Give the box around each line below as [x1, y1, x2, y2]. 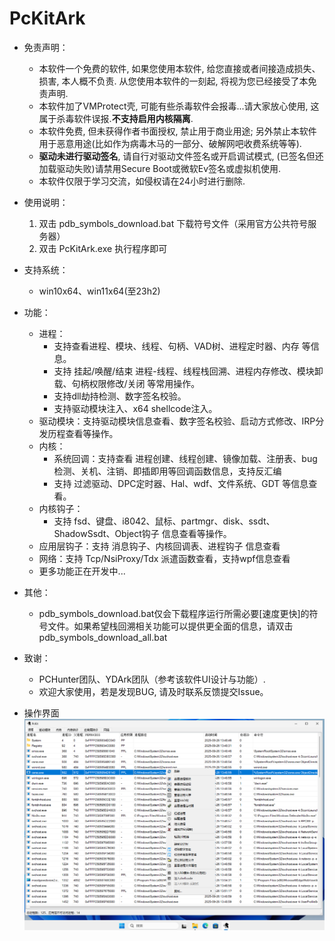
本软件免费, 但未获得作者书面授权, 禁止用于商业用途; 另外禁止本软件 [38, 125, 317, 137]
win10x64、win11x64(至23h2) [38, 285, 161, 297]
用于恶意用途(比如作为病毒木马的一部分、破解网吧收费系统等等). [38, 137, 302, 149]
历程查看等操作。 [47, 427, 119, 439]
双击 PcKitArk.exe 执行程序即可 [38, 242, 168, 254]
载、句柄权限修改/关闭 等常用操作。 [53, 377, 201, 389]
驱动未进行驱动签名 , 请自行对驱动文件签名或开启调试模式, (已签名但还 [38, 150, 324, 162]
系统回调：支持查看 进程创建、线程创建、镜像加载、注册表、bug [53, 452, 318, 464]
